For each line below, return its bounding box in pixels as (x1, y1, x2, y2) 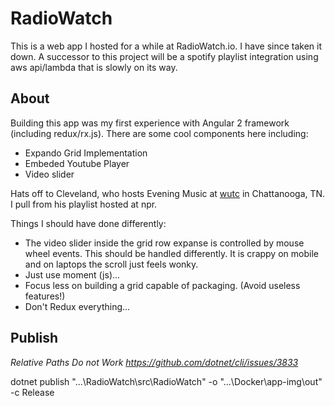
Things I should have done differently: (10, 217, 167, 229)
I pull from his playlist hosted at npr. (10, 198, 158, 210)
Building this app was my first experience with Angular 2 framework (10, 117, 290, 129)
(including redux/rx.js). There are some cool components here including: (10, 127, 309, 139)
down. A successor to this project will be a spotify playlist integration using (10, 50, 319, 62)
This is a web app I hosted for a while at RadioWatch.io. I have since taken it (10, 40, 323, 52)
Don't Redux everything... (24, 300, 131, 312)
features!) (24, 290, 66, 302)
